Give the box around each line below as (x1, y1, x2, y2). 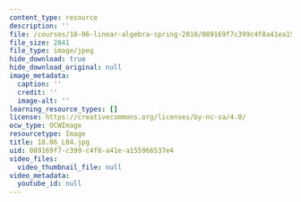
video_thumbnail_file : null (17, 163, 123, 172)
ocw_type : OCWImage (9, 122, 82, 130)
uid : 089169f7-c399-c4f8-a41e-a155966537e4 (9, 146, 175, 155)
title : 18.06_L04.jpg (9, 138, 90, 147)
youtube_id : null (17, 180, 82, 189)
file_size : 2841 (9, 38, 70, 47)
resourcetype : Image (9, 130, 87, 139)
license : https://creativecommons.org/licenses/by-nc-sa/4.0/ (9, 113, 246, 122)
